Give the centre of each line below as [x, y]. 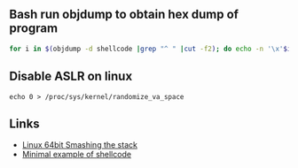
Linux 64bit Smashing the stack [79, 145]
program [34, 29]
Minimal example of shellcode [76, 155]
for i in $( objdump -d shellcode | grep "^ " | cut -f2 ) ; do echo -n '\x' [146, 49]
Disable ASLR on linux [71, 76]
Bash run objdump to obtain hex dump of [124, 15]
